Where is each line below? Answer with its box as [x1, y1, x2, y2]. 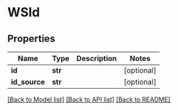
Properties [7, 33, 56, 45]
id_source [11, 77, 46, 87]
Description [76, 54, 117, 63]
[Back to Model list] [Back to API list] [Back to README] [7, 95, 171, 104]
